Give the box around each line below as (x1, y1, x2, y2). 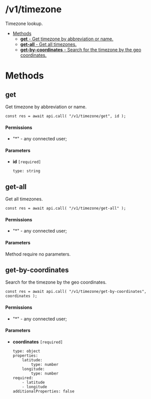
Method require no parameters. (5, 251, 71, 257)
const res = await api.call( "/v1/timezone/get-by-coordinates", (5, 289, 146, 294)
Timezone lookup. (5, 20, 43, 27)
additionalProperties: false (12, 389, 75, 394)
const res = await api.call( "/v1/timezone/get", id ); (5, 113, 126, 118)
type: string (12, 168, 41, 174)
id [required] (12, 159, 41, 165)
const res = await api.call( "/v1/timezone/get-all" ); (5, 206, 126, 211)
